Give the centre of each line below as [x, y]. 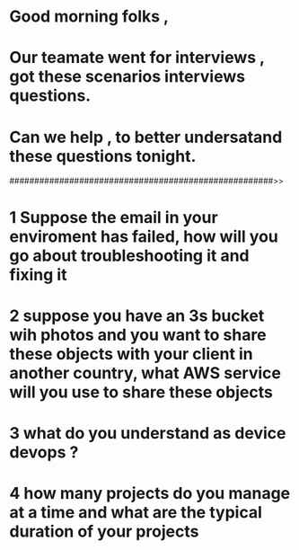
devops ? [44, 452]
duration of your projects [104, 532]
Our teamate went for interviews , [137, 58]
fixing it [38, 275]
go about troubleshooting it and [129, 256]
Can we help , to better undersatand [146, 137]
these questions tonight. [103, 156]
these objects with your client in [131, 354]
